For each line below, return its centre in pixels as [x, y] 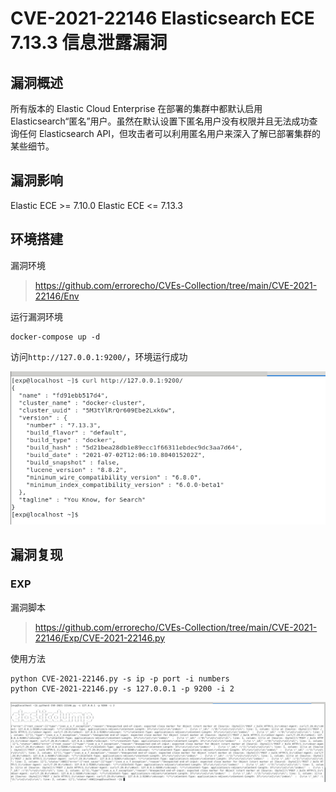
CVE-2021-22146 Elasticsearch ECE [162, 18]
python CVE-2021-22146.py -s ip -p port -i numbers [120, 678]
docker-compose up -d [55, 337]
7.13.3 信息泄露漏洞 [89, 43]
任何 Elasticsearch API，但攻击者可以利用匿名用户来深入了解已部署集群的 [170, 133]
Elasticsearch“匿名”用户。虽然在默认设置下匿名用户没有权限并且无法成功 [160, 121]
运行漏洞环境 [36, 316]
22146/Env [57, 296]
